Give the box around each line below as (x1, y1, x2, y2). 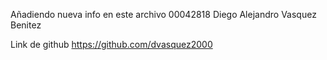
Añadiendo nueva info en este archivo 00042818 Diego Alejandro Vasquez (10, 9, 317, 20)
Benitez (10, 19, 42, 31)
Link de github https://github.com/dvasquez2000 (10, 39, 213, 50)
